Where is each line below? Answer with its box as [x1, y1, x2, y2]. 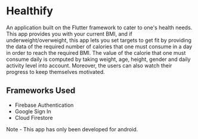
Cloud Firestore [14, 114, 53, 121]
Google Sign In [14, 107, 52, 115]
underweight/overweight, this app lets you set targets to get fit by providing [6, 36, 192, 44]
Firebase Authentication [14, 101, 74, 109]
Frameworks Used [6, 85, 76, 96]
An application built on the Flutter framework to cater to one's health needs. [6, 24, 193, 31]
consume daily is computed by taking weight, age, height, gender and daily [6, 55, 191, 63]
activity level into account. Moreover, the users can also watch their [6, 61, 172, 69]
